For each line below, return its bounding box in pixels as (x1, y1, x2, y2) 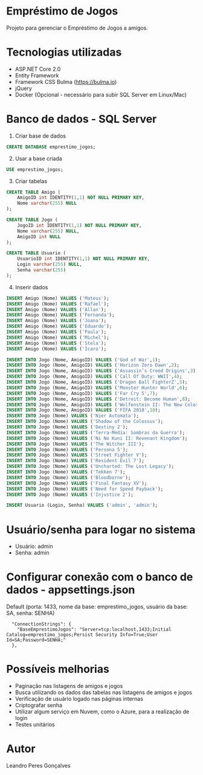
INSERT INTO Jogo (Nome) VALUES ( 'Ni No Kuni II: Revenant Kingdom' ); (6, 435, 188, 442)
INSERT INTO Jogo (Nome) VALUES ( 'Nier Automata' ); (6, 413, 139, 419)
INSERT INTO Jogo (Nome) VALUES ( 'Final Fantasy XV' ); (6, 480, 147, 486)
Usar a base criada (14, 155, 62, 162)
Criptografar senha (14, 702, 62, 709)
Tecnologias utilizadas (6, 45, 122, 59)
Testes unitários (14, 721, 56, 728)
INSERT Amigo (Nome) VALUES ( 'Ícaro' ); (6, 346, 107, 352)
